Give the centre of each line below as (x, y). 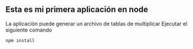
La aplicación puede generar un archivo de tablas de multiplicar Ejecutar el (97, 23)
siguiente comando (29, 30)
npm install (20, 40)
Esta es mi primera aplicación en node (77, 10)
